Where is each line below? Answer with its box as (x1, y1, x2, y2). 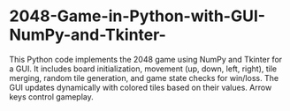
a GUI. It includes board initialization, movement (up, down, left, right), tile (9, 63, 277, 74)
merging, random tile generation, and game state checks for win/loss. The (9, 72, 279, 83)
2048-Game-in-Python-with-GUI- (9, 6, 266, 26)
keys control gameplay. (9, 91, 95, 102)
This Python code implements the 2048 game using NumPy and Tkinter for (9, 54, 283, 64)
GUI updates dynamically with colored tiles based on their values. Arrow (9, 82, 272, 92)
